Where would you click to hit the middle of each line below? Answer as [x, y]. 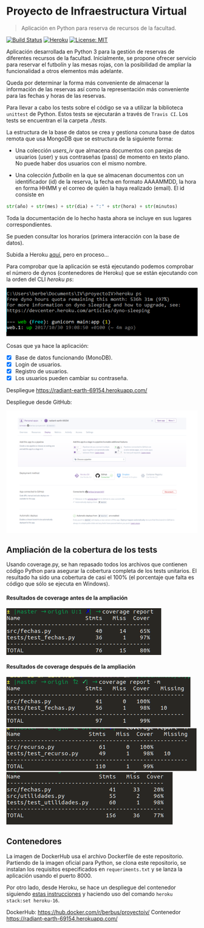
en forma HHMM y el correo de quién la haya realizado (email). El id [100, 188]
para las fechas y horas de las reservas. [56, 95]
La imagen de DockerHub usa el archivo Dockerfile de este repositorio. [95, 856]
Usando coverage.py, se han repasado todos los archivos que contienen [97, 564]
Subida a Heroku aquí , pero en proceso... [58, 254]
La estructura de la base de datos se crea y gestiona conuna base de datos [100, 132]
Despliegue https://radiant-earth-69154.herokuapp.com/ [77, 390]
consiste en [29, 194]
